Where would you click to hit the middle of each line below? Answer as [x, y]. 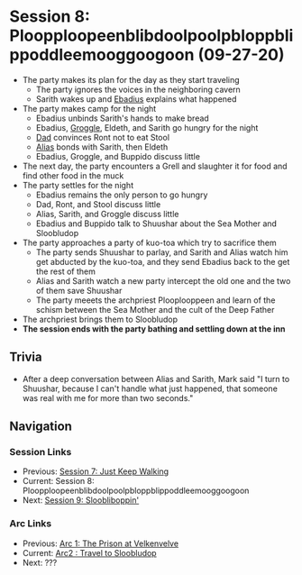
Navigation [41, 427]
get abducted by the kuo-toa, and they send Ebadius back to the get [163, 261]
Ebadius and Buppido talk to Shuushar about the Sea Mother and [156, 224]
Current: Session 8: [58, 481]
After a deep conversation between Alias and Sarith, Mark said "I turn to [156, 379]
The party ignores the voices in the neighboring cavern [138, 89]
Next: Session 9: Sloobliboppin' [81, 500]
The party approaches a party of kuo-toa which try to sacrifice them [149, 242]
